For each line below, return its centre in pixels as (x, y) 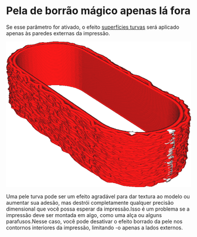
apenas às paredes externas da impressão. (58, 33)
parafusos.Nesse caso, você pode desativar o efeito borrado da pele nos (94, 222)
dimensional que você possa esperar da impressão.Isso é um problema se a (98, 209)
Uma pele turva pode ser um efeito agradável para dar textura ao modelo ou (98, 197)
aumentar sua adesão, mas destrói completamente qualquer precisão (90, 203)
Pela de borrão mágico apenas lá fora (98, 11)
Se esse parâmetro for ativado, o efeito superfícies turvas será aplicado (93, 27)
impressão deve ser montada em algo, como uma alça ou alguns (84, 215)
